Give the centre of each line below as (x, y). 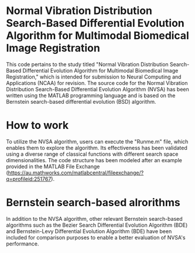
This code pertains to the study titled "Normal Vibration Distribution (87, 64)
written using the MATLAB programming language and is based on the (91, 95)
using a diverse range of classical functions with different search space (92, 154)
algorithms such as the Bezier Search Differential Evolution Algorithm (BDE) (97, 225)
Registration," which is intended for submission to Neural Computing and (94, 77)
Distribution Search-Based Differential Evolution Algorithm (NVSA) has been (97, 89)
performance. (23, 244)
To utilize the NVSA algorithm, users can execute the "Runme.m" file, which (97, 141)
